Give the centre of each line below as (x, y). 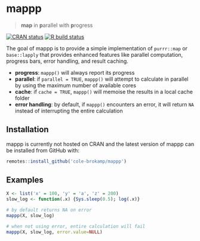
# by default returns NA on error (49, 210)
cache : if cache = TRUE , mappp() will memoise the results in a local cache (104, 91)
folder (22, 98)
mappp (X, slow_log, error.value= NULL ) (54, 232)
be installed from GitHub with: (43, 150)
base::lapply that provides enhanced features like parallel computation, (95, 54)
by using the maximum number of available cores (75, 85)
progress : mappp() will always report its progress (75, 72)
